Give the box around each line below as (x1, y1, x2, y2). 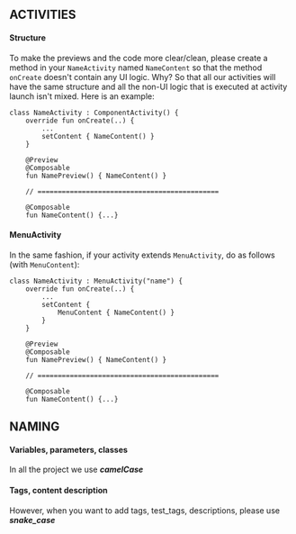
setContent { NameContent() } (41, 131, 155, 140)
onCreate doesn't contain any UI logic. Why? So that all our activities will (9, 71, 276, 82)
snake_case (9, 514, 56, 525)
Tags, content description (9, 484, 108, 495)
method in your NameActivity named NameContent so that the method (9, 62, 263, 73)
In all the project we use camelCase (9, 464, 144, 475)
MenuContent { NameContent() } (57, 308, 175, 317)
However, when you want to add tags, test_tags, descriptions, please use (9, 504, 281, 516)
